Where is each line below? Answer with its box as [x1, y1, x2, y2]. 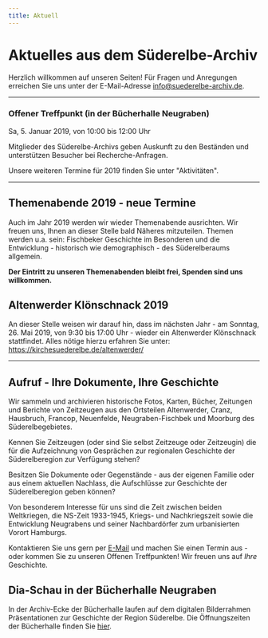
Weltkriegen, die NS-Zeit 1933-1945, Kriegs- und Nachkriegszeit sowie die [8, 511, 254, 521]
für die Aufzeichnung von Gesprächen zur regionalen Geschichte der [8, 446, 235, 455]
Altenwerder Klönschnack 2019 [8, 298, 169, 312]
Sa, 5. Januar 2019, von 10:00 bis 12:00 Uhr [8, 126, 152, 136]
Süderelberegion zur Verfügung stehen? [8, 455, 140, 464]
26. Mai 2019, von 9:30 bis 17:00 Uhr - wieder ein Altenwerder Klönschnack [8, 328, 257, 337]
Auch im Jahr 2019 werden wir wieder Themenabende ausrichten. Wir [8, 217, 238, 227]
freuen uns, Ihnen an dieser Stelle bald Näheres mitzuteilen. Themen [8, 226, 234, 235]
